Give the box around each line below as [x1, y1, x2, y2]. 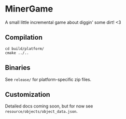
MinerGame [5, 3, 53, 15]
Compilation [5, 33, 42, 42]
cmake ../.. [5, 50, 29, 55]
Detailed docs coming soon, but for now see [5, 103, 93, 109]
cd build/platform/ [5, 46, 44, 51]
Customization [5, 90, 51, 99]
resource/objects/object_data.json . [5, 108, 78, 114]
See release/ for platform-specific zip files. [5, 76, 92, 82]
